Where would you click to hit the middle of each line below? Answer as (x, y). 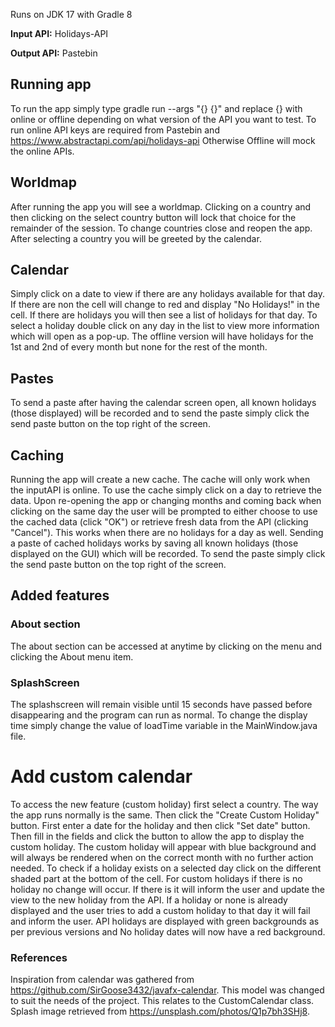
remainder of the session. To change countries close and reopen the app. (161, 228)
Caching (37, 455)
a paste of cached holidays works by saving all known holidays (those (154, 543)
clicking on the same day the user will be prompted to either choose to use (164, 511)
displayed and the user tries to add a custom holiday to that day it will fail (160, 910)
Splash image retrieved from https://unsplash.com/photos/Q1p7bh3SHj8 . (160, 1011)
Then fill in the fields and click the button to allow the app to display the (157, 836)
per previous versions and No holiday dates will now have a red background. (168, 931)
